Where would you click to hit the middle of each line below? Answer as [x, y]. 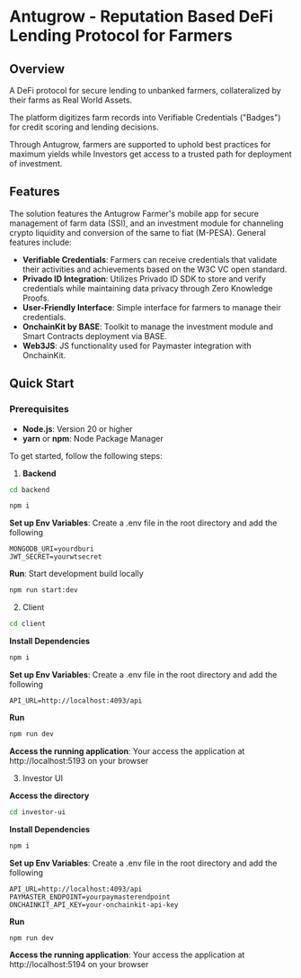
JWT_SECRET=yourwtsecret [56, 557]
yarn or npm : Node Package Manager [93, 438]
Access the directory [49, 795]
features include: [40, 242]
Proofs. [35, 298]
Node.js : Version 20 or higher [77, 428]
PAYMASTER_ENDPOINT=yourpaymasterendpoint [90, 897]
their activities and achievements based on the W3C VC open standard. [155, 269]
